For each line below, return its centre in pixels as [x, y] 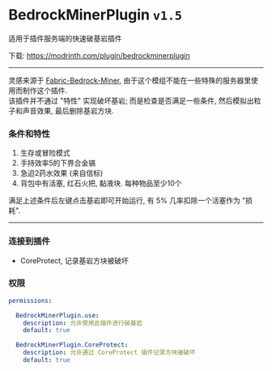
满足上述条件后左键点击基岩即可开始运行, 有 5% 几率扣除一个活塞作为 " [127, 201]
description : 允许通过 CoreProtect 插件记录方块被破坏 [109, 353]
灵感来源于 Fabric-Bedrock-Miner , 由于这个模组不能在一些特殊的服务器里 [130, 80]
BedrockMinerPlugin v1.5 [95, 15]
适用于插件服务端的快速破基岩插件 [65, 38]
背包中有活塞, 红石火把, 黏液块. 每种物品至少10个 [101, 183]
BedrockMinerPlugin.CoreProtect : [72, 345]
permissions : [30, 301]
